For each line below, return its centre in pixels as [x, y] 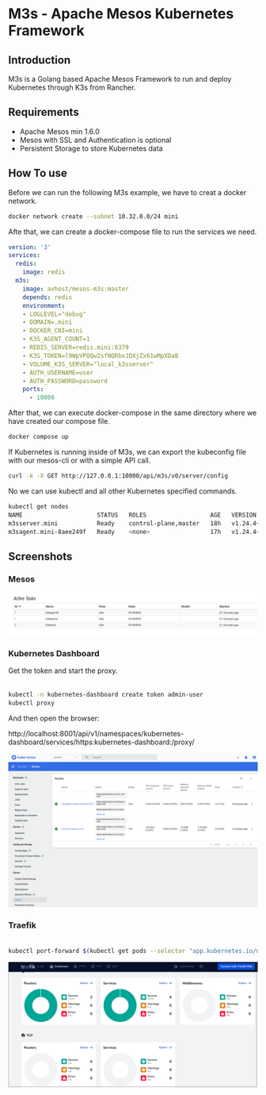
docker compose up [38, 437]
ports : [33, 390]
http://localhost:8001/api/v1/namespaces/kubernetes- [96, 733]
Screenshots [40, 556]
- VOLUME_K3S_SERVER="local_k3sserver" [88, 364]
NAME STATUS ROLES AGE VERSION [133, 515]
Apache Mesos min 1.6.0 [60, 131]
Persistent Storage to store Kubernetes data [91, 148]
